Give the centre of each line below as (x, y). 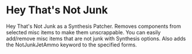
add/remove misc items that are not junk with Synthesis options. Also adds (96, 38)
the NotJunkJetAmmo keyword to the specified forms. (72, 45)
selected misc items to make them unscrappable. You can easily (83, 32)
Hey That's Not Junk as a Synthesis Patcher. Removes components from (94, 26)
